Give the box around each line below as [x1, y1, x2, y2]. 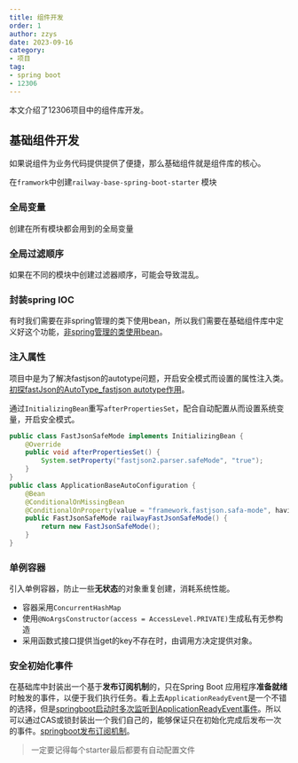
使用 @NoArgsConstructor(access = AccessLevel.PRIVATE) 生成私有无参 [21, 613, 276, 624]
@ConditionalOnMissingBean [25, 498, 125, 507]
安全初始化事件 [9, 660, 74, 673]
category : [9, 46, 46, 55]
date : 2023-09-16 [9, 37, 74, 47]
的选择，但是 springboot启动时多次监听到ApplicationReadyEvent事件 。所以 [9, 704, 282, 714]
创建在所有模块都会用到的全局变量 [9, 223, 134, 233]
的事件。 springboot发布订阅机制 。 [9, 726, 135, 736]
